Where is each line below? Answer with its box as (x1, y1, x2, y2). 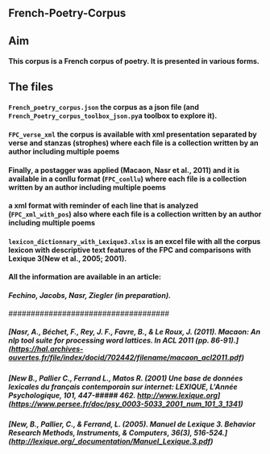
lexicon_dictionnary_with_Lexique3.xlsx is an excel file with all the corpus (8, 236, 261, 246)
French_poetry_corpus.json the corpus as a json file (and (8, 103, 200, 112)
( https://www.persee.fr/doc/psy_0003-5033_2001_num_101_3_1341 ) (8, 399, 243, 409)
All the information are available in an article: (8, 272, 161, 282)
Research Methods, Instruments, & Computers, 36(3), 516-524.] (8, 427, 228, 437)
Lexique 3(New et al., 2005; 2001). (8, 254, 127, 263)
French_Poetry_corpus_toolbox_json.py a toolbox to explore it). (8, 111, 218, 120)
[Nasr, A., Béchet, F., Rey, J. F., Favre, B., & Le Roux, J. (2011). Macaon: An (8, 327, 260, 337)
